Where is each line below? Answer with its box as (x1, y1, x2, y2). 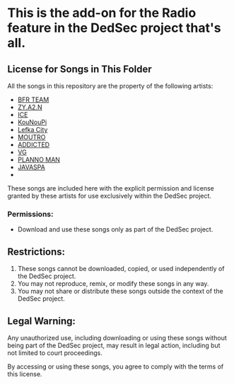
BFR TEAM (17, 95, 49, 104)
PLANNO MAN (17, 155, 60, 164)
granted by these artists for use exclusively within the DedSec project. (7, 192, 212, 200)
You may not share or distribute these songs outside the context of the (17, 287, 224, 296)
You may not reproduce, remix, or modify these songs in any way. (17, 280, 209, 288)
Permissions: (7, 209, 54, 219)
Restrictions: (7, 246, 66, 258)
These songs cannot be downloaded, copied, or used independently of (17, 265, 225, 273)
